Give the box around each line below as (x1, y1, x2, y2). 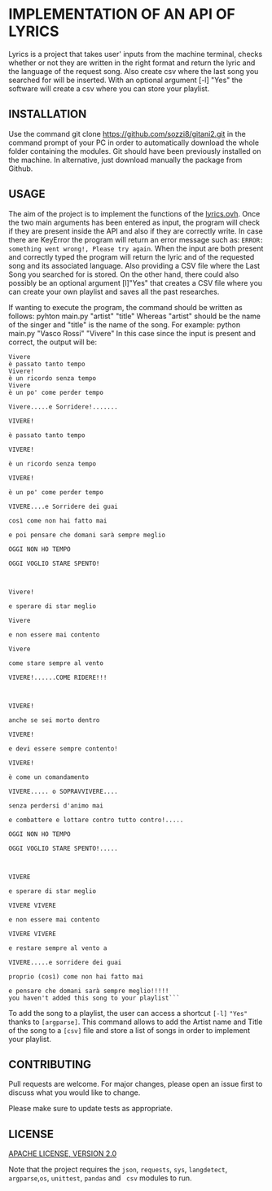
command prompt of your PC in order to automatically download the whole (8, 138, 259, 147)
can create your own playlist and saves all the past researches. (8, 287, 220, 296)
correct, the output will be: (8, 337, 98, 347)
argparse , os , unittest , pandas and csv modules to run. (8, 1173, 193, 1183)
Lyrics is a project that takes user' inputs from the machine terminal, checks (8, 49, 263, 59)
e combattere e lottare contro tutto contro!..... (8, 816, 184, 824)
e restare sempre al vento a (8, 944, 107, 952)
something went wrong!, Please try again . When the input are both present (8, 243, 264, 253)
